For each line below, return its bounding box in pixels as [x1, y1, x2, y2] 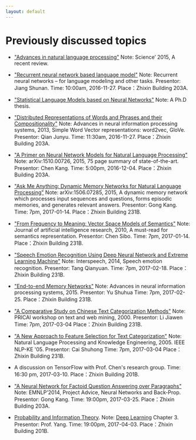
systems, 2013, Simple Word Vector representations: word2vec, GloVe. [14, 126, 186, 133]
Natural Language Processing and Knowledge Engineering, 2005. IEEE [14, 339, 185, 346]
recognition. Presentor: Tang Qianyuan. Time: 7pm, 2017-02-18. [14, 264, 168, 271]
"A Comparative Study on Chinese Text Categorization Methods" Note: [14, 307, 186, 315]
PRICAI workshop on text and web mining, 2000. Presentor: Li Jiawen [14, 314, 183, 321]
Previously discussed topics [5, 34, 147, 47]
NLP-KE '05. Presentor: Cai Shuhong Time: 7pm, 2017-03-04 [14, 345, 162, 353]
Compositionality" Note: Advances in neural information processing [14, 120, 178, 127]
